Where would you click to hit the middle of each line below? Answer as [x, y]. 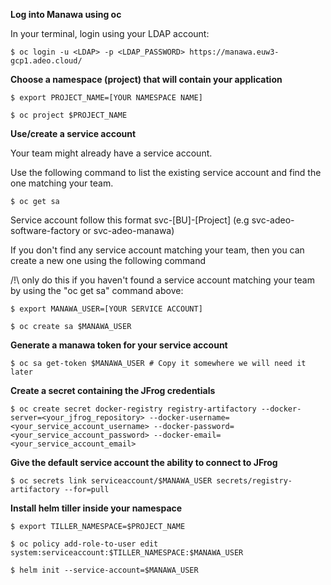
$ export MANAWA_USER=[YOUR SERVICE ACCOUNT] [106, 309]
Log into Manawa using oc [66, 14]
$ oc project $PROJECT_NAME [69, 115]
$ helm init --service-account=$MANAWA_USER [104, 570]
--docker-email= [187, 435]
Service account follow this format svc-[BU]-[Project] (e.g [130, 220]
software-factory [45, 230]
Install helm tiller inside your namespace [96, 508]
